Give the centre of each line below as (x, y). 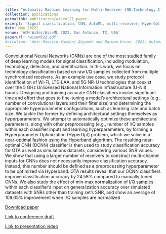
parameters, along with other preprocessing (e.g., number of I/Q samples (80, 124)
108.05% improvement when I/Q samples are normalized (63, 197)
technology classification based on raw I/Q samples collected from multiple (82, 72)
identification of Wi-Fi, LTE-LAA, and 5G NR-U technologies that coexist (78, 82)
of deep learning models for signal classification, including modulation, (77, 61)
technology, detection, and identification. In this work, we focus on (73, 66)
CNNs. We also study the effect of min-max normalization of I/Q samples (79, 182)
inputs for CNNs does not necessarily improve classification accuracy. (77, 160)
